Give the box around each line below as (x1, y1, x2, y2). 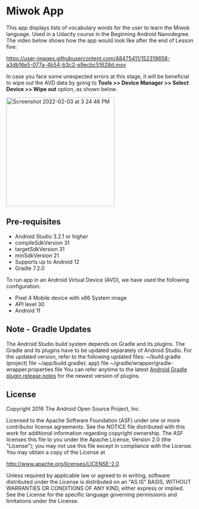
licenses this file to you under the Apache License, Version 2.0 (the (6, 436, 172, 443)
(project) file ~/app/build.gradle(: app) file (6, 359, 109, 366)
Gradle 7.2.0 (14, 264, 45, 272)
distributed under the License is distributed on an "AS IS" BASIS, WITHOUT (6, 478, 191, 486)
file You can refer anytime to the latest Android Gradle (54, 366, 188, 373)
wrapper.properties (6, 366, 54, 373)
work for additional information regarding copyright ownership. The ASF (6, 430, 183, 437)
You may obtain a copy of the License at (6, 448, 106, 456)
